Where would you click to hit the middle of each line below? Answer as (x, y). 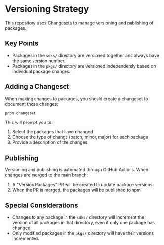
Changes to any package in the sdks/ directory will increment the (78, 217)
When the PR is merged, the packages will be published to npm (77, 190)
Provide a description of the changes (50, 142)
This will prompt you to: (29, 122)
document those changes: (32, 104)
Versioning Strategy (47, 9)
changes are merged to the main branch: (46, 175)
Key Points (22, 44)
